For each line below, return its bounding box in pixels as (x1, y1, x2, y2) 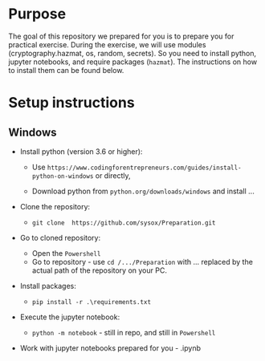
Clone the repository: (19, 201, 91, 211)
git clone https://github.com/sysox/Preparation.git (31, 218, 216, 227)
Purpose (8, 5, 67, 23)
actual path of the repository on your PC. (31, 266, 167, 275)
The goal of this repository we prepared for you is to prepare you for (8, 31, 234, 41)
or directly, (95, 170, 131, 180)
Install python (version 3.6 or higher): (19, 146, 143, 156)
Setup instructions (8, 94, 135, 112)
